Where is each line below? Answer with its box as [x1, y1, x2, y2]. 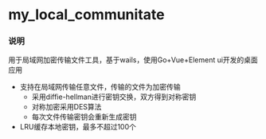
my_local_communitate [8, 6, 165, 24]
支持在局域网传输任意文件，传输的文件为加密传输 [19, 82, 181, 92]
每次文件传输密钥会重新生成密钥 [31, 112, 137, 121]
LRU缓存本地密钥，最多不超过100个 [19, 122, 137, 132]
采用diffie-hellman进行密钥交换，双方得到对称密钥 [31, 92, 197, 101]
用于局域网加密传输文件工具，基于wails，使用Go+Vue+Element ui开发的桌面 [8, 55, 259, 65]
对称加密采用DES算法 [31, 102, 102, 112]
